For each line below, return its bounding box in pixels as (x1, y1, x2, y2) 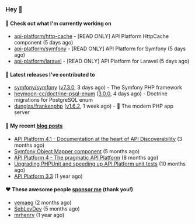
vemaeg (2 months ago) (13, 199, 72, 206)
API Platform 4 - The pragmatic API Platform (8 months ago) (13, 154, 159, 161)
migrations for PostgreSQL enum (13, 97, 93, 104)
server (13, 109, 30, 116)
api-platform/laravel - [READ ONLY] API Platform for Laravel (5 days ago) (13, 58, 190, 65)
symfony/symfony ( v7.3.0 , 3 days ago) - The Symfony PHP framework (13, 84, 182, 91)
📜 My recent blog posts (5, 122, 63, 129)
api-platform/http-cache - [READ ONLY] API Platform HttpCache (13, 33, 169, 40)
